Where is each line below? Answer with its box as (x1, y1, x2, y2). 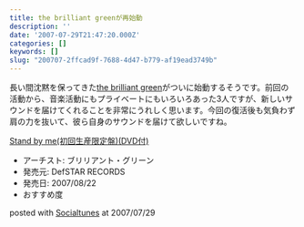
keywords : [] (9, 47, 59, 57)
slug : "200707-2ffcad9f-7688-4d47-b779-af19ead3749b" (9, 56, 218, 65)
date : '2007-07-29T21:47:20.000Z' (9, 30, 141, 39)
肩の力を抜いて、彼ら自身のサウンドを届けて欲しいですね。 (9, 116, 232, 127)
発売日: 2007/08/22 (22, 178, 97, 188)
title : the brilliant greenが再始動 (9, 13, 143, 23)
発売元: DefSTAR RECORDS (22, 166, 126, 177)
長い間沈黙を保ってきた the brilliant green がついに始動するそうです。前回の (9, 82, 289, 92)
